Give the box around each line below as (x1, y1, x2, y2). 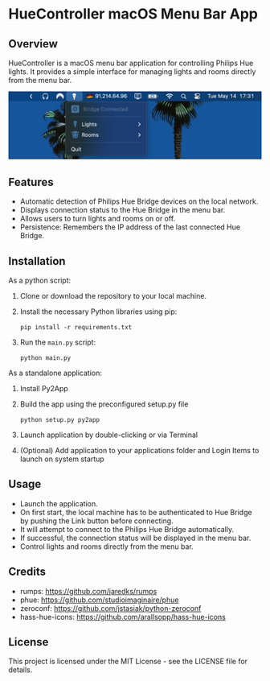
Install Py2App (19, 383, 68, 393)
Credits (8, 565, 47, 579)
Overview (8, 37, 59, 51)
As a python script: (8, 275, 71, 285)
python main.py (19, 353, 72, 362)
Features (8, 175, 54, 189)
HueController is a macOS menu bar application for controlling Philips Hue (8, 58, 254, 68)
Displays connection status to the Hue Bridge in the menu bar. (19, 205, 226, 215)
